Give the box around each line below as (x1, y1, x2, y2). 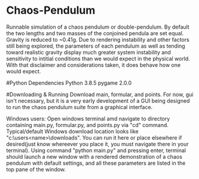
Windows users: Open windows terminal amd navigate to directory (6, 115, 170, 122)
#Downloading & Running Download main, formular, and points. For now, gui (6, 91, 194, 98)
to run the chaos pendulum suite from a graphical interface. (6, 103, 153, 110)
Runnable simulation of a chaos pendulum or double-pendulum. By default (6, 23, 189, 30)
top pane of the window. (6, 165, 66, 173)
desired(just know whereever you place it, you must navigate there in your (6, 140, 189, 147)
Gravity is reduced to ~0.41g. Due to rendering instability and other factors (6, 36, 189, 43)
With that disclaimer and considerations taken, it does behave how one (6, 61, 181, 69)
